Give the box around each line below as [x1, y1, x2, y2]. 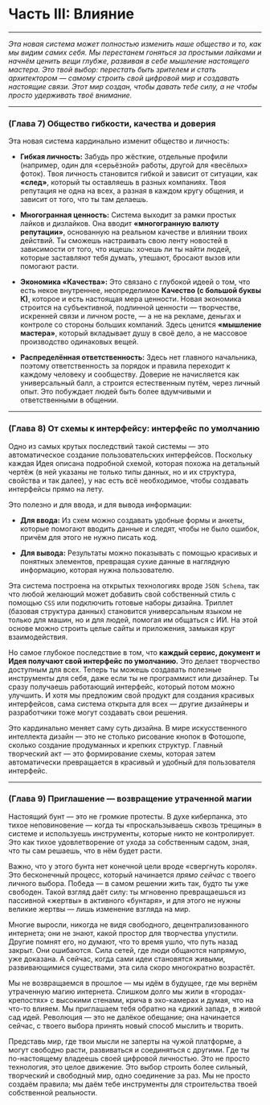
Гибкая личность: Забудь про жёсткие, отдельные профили [19, 152, 227, 162]
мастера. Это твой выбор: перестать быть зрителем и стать [8, 64, 217, 74]
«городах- [211, 987, 247, 996]
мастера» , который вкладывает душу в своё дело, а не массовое [19, 328, 247, 338]
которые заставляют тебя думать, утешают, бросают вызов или [19, 253, 240, 262]
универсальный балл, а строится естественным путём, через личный [19, 378, 260, 388]
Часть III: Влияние [8, 5, 135, 23]
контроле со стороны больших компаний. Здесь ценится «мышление [19, 320, 262, 330]
